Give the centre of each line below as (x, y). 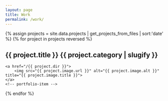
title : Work (18, 15)
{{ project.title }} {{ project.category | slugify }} (82, 55)
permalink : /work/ (25, 19)
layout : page (19, 10)
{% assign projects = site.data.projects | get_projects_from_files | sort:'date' (84, 34)
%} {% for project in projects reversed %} (49, 39)
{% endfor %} (20, 93)
